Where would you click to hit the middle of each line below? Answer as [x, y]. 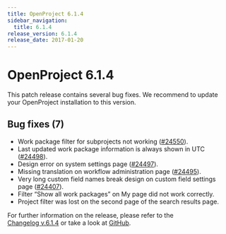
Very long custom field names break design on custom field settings [117, 179]
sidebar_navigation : [38, 21]
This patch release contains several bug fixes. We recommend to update [113, 95]
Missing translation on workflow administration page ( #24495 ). [109, 171]
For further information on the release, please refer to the [91, 215]
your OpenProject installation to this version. [72, 103]
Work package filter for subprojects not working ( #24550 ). [103, 141]
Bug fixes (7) [36, 124]
